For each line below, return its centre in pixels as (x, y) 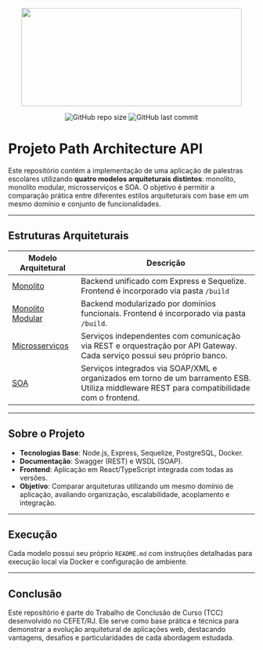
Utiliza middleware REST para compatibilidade (166, 387)
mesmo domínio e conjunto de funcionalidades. (85, 204)
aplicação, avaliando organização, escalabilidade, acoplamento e (124, 494)
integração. (38, 503)
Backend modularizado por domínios (149, 303)
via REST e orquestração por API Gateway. (159, 346)
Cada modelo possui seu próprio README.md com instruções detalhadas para (130, 554)
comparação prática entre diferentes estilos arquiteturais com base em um (128, 195)
